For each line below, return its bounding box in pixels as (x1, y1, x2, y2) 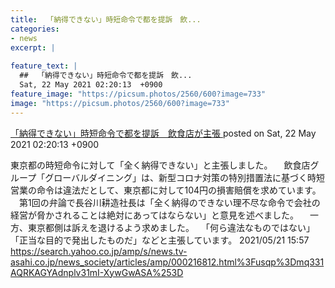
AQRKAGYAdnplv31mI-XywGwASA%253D (10, 266, 184, 278)
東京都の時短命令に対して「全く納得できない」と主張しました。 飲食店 (10, 159, 311, 171)
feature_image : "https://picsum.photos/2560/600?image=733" (10, 89, 267, 99)
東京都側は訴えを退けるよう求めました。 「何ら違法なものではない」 (27, 221, 315, 233)
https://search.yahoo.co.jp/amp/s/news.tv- (10, 245, 188, 257)
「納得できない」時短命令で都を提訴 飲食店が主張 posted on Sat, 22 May (10, 127, 317, 139)
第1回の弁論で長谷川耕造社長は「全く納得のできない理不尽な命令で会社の (18, 196, 321, 208)
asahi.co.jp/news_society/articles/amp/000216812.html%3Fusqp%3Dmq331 (10, 256, 325, 268)
